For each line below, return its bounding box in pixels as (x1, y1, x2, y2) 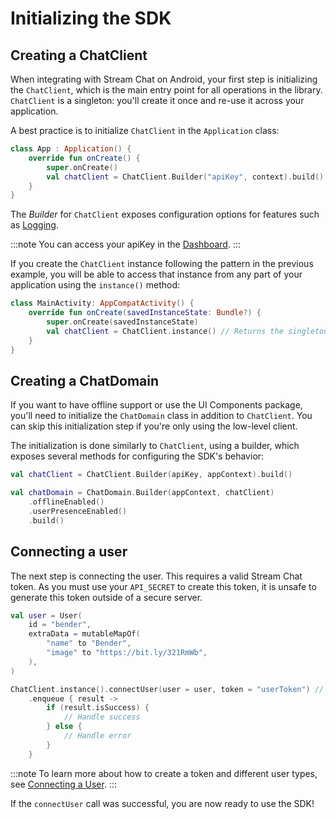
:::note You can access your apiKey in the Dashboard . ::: (10, 238, 241, 251)
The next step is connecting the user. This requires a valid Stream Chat (10, 570, 303, 582)
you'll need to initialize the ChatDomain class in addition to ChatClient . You (10, 410, 313, 422)
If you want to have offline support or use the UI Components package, (10, 399, 303, 411)
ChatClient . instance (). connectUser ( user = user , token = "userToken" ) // (10, 684, 325, 694)
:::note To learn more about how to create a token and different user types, (10, 767, 318, 779)
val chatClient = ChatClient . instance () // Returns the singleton (46, 326, 329, 336)
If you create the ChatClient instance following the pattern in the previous (10, 258, 314, 270)
